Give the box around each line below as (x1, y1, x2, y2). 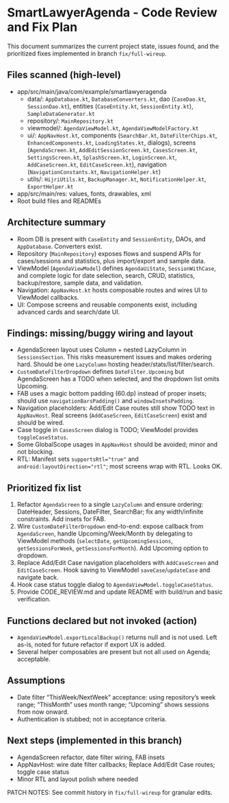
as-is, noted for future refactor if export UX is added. (16, 640, 166, 649)
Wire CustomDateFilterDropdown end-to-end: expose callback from (16, 523, 204, 531)
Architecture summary (7, 217, 106, 228)
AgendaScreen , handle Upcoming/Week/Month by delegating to (16, 529, 193, 538)
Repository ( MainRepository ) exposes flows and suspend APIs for (16, 249, 202, 258)
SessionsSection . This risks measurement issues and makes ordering (16, 353, 212, 361)
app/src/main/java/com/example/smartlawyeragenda (16, 87, 167, 95)
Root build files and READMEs (16, 197, 101, 205)
